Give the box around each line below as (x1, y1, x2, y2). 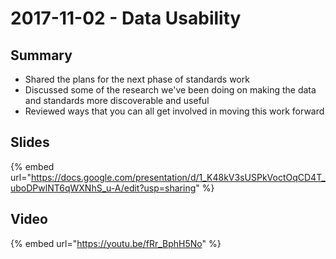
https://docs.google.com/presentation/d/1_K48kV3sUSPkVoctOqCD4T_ (30, 171, 326, 183)
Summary (10, 47, 73, 64)
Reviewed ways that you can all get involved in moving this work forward (24, 105, 325, 117)
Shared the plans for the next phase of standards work (24, 73, 250, 85)
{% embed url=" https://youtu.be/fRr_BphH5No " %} (10, 237, 222, 249)
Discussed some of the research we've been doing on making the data (24, 84, 317, 96)
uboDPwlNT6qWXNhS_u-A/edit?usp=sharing (10, 182, 197, 194)
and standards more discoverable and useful (24, 95, 210, 106)
